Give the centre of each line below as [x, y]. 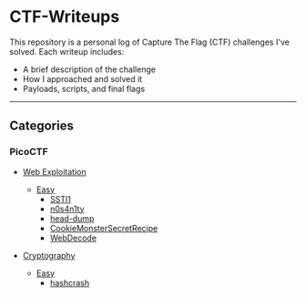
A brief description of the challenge [89, 69]
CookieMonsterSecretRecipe [104, 228]
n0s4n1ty [67, 209]
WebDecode [73, 238]
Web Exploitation [54, 171]
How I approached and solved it [82, 78]
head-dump [72, 218]
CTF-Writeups [65, 17]
